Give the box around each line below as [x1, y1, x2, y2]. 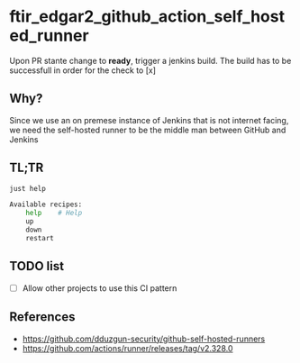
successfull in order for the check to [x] [9, 65, 156, 76]
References [9, 309, 76, 325]
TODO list [9, 259, 65, 274]
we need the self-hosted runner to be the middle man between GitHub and [9, 124, 286, 135]
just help [9, 184, 47, 193]
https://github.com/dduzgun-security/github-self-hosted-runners [22, 333, 266, 344]
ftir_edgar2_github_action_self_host [9, 6, 286, 27]
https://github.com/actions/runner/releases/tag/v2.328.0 [22, 342, 233, 353]
